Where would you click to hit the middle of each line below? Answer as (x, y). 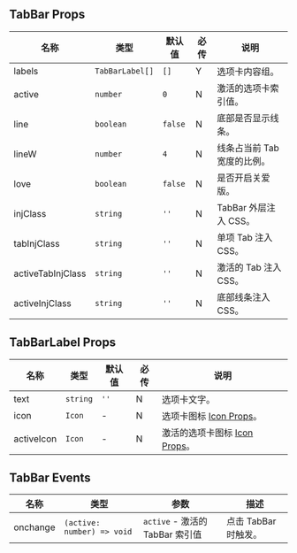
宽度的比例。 (243, 161)
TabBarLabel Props (63, 343)
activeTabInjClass (50, 273)
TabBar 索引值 (172, 534)
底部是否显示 (243, 118)
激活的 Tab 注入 (249, 267)
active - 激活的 (175, 521)
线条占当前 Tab (248, 148)
